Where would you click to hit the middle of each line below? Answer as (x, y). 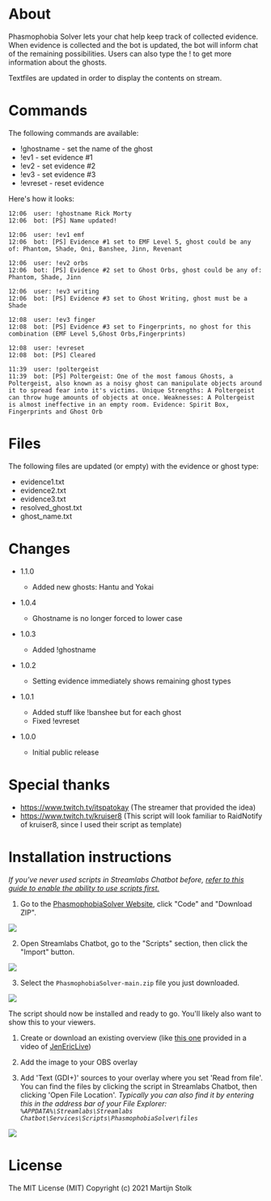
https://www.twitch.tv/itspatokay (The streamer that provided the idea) (138, 807)
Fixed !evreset (56, 721)
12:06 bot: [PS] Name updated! (63, 220)
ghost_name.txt (46, 516)
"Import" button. (47, 952)
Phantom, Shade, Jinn (45, 277)
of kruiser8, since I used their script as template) (101, 824)
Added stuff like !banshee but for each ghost (107, 712)
